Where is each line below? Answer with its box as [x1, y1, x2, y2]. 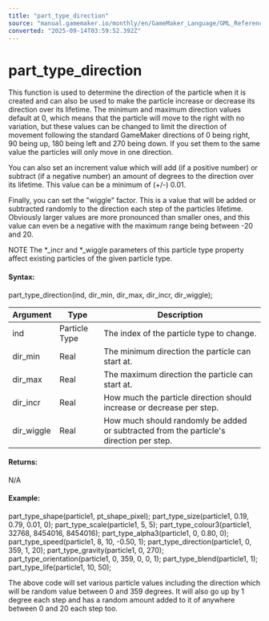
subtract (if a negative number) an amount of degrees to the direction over [8, 172, 255, 181]
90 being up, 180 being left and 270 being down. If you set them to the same [8, 139, 260, 148]
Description [157, 309, 203, 320]
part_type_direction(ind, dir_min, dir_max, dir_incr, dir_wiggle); [8, 290, 214, 299]
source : [8, 19, 34, 27]
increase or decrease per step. [103, 402, 219, 413]
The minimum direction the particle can [103, 346, 251, 357]
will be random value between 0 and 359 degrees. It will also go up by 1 [8, 586, 245, 596]
